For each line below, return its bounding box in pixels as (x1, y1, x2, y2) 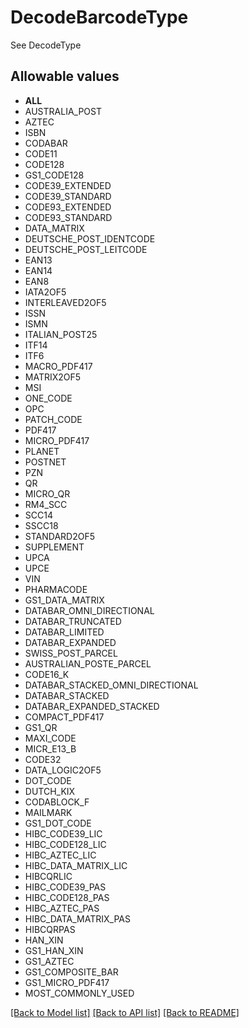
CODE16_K (24, 668, 70, 680)
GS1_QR (24, 721, 58, 733)
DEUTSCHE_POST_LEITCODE (24, 243, 148, 255)
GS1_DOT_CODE (24, 817, 92, 829)
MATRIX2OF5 (24, 371, 82, 383)
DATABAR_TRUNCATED (24, 615, 122, 627)
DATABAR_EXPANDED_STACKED (24, 700, 160, 712)
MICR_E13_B (24, 742, 77, 755)
